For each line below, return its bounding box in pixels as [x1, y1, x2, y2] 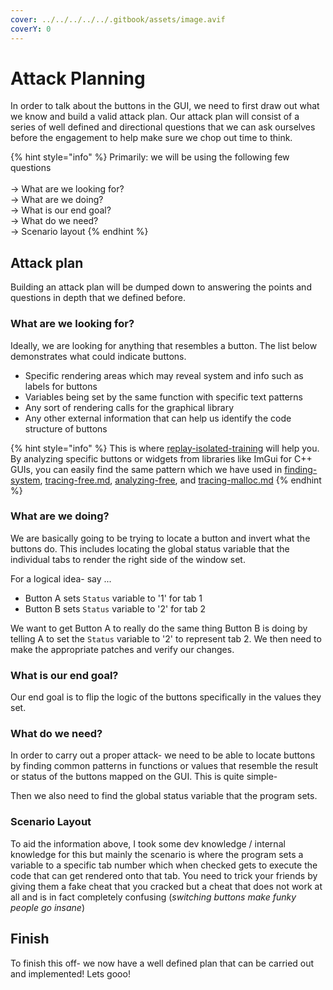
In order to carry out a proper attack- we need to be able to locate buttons [10, 749, 316, 761]
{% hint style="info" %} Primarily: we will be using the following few [10, 151, 290, 163]
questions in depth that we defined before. [10, 292, 186, 304]
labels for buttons [24, 380, 98, 392]
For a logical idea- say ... [10, 572, 112, 585]
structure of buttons [24, 422, 108, 435]
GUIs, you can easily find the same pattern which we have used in [10, 463, 283, 475]
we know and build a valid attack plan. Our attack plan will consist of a [10, 111, 300, 123]
